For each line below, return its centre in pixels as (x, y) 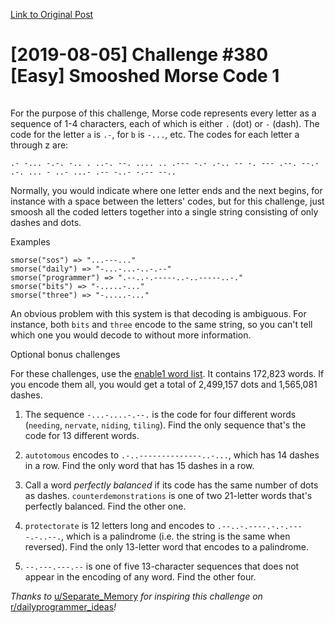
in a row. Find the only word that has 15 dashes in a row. (139, 465)
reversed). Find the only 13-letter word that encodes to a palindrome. (166, 546)
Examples (30, 241)
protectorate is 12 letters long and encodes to (119, 525)
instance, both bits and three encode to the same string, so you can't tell (161, 324)
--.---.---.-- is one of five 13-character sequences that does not (162, 566)
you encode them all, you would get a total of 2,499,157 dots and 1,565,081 (164, 384)
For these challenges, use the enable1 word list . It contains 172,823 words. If (167, 373)
